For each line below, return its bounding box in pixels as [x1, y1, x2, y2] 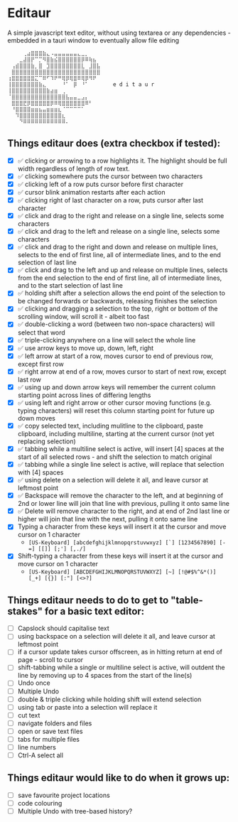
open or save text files [17, 727, 83, 735]
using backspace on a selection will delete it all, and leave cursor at [17, 632, 215, 641]
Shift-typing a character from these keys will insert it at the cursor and [17, 552, 224, 561]
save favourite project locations [17, 791, 110, 799]
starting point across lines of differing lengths [17, 391, 151, 399]
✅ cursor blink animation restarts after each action [17, 188, 166, 196]
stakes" [7, 605, 43, 617]
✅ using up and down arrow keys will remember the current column [17, 382, 216, 391]
